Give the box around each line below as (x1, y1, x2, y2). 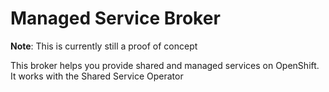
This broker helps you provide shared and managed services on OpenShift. (10, 59, 320, 71)
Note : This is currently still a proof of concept (10, 40, 198, 52)
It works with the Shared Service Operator (10, 70, 184, 82)
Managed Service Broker (10, 7, 221, 30)
